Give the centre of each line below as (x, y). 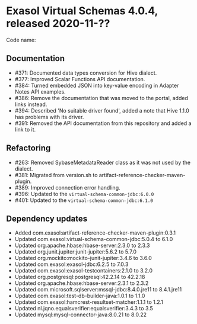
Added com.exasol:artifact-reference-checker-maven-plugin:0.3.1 (95, 233)
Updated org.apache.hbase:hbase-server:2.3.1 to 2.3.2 (82, 283)
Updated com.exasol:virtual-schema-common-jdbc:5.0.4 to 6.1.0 (94, 239)
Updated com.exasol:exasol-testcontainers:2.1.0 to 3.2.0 (84, 271)
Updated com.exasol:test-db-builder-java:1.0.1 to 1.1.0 (80, 296)
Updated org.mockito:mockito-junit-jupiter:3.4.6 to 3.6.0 (83, 258)
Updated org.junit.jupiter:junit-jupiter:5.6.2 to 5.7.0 (76, 252)
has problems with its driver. (49, 117)
